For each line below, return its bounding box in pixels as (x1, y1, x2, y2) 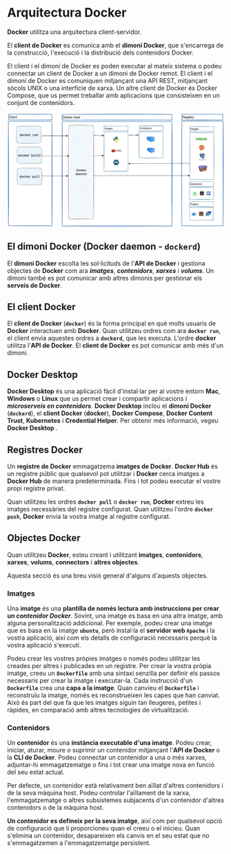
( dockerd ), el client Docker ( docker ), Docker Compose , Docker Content (7, 409, 212, 417)
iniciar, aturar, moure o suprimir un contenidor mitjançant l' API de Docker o (7, 746, 221, 755)
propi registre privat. (7, 484, 66, 492)
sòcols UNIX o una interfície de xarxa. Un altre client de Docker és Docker (7, 84, 217, 92)
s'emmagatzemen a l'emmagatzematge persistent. (7, 839, 151, 847)
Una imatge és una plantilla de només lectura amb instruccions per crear (7, 605, 219, 613)
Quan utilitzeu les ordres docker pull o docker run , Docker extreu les (7, 497, 205, 506)
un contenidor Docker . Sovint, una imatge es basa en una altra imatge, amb (7, 611, 223, 620)
